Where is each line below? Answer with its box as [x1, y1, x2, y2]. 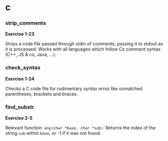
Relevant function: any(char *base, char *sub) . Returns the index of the [5, 125, 156, 131]
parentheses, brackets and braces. [5, 90, 78, 97]
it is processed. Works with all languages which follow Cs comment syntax [5, 46, 161, 52]
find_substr [5, 103, 34, 110]
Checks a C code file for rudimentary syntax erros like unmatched [5, 85, 143, 91]
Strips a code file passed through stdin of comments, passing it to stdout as [5, 41, 163, 47]
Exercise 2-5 [5, 115, 33, 121]
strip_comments [5, 20, 47, 27]
